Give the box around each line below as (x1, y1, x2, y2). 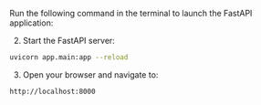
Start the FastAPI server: (22, 36, 116, 46)
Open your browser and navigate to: (22, 68, 159, 80)
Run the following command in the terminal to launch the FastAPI (9, 8, 253, 18)
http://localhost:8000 (9, 87, 96, 96)
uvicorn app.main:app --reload (9, 53, 129, 62)
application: (9, 17, 54, 28)
